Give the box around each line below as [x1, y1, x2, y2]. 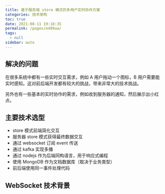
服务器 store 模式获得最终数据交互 [12, 134, 83, 140]
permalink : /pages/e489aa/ [5, 26, 62, 31]
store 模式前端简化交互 [12, 127, 60, 133]
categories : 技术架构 [5, 12, 48, 17]
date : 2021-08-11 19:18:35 [5, 21, 62, 27]
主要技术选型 [5, 113, 45, 122]
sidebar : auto [5, 40, 35, 45]
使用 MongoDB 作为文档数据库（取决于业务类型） [12, 159, 115, 165]
